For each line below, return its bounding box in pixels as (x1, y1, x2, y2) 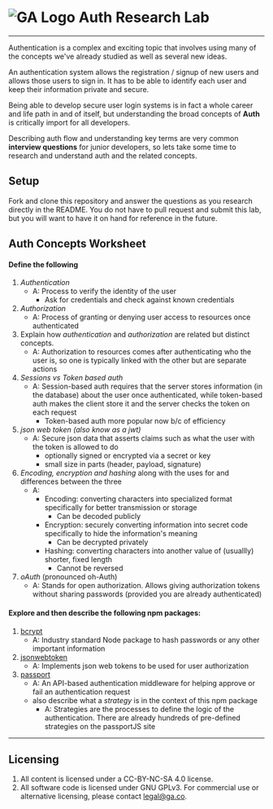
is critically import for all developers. (8, 117, 131, 127)
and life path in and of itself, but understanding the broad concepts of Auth (8, 108, 260, 118)
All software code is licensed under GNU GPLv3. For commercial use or (19, 783, 259, 793)
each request (32, 407, 77, 417)
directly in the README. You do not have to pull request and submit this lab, (8, 204, 262, 214)
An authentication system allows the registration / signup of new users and (8, 67, 259, 77)
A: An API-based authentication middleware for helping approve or (32, 678, 256, 688)
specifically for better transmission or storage (44, 503, 197, 512)
